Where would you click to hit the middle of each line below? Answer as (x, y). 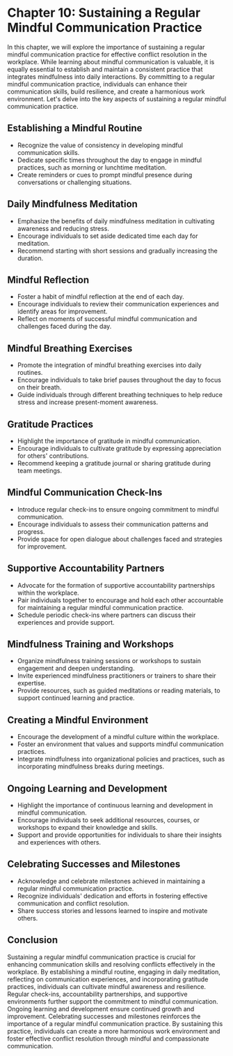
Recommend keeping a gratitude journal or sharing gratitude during (114, 463)
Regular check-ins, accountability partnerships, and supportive (97, 994)
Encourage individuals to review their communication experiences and (118, 304)
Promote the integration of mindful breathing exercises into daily (109, 365)
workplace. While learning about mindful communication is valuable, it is (111, 61)
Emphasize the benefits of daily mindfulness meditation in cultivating (116, 221)
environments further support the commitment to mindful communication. (113, 1001)
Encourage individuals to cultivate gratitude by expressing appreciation (119, 448)
